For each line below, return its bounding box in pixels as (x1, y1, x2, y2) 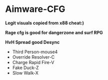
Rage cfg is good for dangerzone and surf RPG (5, 29, 103, 35)
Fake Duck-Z (12, 65, 39, 71)
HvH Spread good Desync (5, 39, 60, 45)
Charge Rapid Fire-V (12, 59, 55, 65)
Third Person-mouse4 (12, 49, 58, 55)
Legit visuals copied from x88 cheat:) (5, 20, 84, 26)
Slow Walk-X (12, 70, 39, 76)
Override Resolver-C (12, 54, 55, 60)
